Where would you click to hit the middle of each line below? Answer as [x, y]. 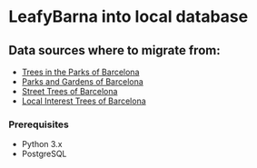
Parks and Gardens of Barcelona [83, 82]
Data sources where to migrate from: [114, 50]
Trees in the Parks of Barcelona [80, 72]
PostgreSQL [44, 154]
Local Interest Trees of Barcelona [84, 101]
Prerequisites [39, 124]
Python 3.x [42, 144]
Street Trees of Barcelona [69, 91]
